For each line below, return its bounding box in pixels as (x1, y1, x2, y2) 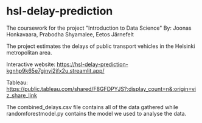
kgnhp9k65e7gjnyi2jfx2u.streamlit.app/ (6, 67, 105, 74)
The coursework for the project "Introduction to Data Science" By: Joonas (6, 24, 192, 32)
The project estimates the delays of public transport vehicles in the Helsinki (6, 42, 195, 50)
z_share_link (6, 91, 38, 99)
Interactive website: (6, 61, 56, 68)
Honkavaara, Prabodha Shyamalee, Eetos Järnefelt (6, 30, 134, 38)
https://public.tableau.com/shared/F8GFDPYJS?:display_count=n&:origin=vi (6, 85, 197, 92)
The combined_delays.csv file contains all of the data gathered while (6, 103, 178, 110)
